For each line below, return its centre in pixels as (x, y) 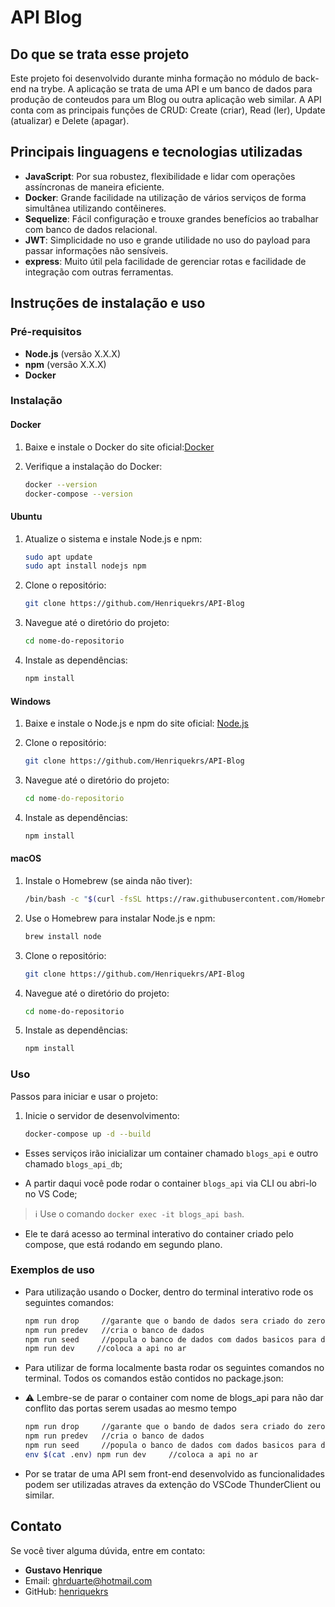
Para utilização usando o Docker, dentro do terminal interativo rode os (169, 1292)
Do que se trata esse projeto (100, 54)
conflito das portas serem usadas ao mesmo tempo (130, 1408)
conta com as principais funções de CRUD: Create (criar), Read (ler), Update (168, 110)
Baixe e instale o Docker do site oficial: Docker (119, 447)
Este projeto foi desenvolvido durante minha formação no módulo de (151, 78)
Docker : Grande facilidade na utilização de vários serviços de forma (165, 197)
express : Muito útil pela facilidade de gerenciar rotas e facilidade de (165, 261)
